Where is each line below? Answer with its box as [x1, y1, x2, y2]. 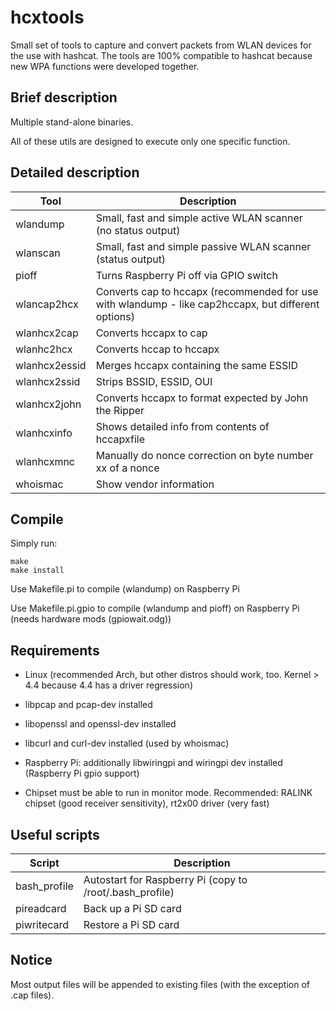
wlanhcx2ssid [15, 374, 81, 388]
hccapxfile [95, 432, 146, 446]
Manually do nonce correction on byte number [95, 448, 314, 462]
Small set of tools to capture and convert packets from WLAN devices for [10, 39, 312, 51]
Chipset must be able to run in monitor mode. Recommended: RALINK [24, 787, 313, 799]
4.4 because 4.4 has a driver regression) [24, 679, 193, 691]
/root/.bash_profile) [83, 886, 175, 899]
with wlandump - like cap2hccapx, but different [95, 297, 320, 311]
